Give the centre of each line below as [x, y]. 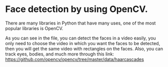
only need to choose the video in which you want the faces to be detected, [83, 43]
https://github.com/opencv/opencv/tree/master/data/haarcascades [75, 59]
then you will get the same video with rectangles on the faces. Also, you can [84, 48]
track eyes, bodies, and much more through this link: [60, 54]
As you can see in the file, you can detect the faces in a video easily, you [80, 38]
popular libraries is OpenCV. [34, 28]
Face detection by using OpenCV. [77, 9]
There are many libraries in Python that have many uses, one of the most [80, 23]
